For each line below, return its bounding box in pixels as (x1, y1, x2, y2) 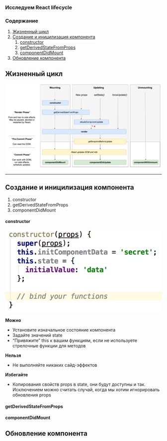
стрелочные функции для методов (12, 343, 86, 349)
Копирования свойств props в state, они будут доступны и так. (12, 381, 146, 387)
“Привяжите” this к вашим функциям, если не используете (12, 337, 138, 343)
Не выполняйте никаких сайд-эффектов (12, 362, 97, 368)
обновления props (12, 392, 51, 398)
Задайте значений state (12, 332, 63, 338)
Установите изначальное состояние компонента (12, 327, 116, 333)
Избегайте (5, 372, 28, 378)
